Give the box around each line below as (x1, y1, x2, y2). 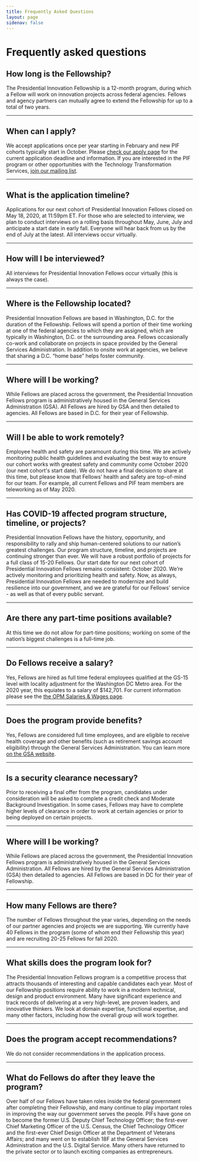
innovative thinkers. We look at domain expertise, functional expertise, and (6, 1005, 188, 1012)
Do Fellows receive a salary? (6, 658, 114, 668)
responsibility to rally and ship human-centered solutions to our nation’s (6, 540, 181, 547)
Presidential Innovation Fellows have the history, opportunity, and (6, 534, 166, 541)
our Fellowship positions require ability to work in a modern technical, (6, 986, 176, 993)
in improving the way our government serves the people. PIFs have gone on (6, 1111, 191, 1118)
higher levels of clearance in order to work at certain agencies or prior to (6, 808, 184, 815)
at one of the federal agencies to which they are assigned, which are (6, 327, 174, 334)
